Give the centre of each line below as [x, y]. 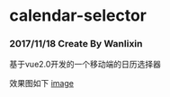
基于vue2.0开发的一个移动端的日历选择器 [85, 65]
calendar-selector [78, 16]
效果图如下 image [42, 84]
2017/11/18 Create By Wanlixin [76, 44]
